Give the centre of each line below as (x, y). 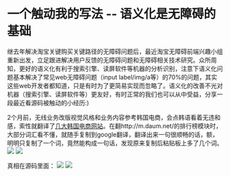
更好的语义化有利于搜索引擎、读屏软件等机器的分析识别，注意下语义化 (118, 68)
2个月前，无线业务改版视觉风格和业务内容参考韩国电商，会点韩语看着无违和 (114, 117)
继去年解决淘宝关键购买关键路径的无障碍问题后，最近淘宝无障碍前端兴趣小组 (115, 51)
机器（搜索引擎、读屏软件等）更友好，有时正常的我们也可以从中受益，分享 (112, 94)
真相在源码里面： (31, 166)
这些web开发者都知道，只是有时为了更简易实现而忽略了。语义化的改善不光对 (115, 86)
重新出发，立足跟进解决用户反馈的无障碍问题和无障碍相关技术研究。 (103, 60)
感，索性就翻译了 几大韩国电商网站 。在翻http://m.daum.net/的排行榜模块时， (115, 126)
